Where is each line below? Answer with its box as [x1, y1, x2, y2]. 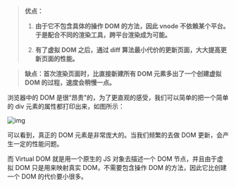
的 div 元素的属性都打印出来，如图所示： [7, 102, 125, 110]
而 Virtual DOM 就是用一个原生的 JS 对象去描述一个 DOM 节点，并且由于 [7, 155, 218, 163]
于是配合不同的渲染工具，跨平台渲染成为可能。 [35, 31, 171, 39]
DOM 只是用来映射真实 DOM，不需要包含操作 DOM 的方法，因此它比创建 [15, 164, 228, 171]
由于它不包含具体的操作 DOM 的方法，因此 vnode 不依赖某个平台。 [35, 22, 230, 30]
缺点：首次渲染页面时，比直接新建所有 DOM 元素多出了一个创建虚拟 [24, 70, 222, 78]
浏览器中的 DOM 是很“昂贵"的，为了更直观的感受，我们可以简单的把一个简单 [7, 93, 229, 102]
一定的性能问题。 [13, 140, 63, 147]
